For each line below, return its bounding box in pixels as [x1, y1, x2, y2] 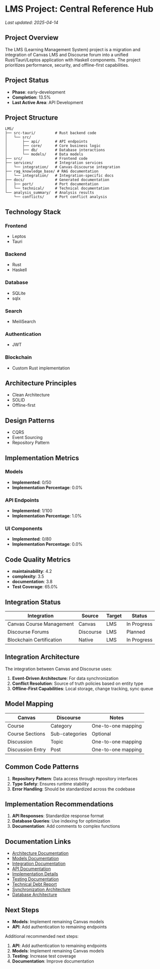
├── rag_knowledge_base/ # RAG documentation [5, 169, 98, 174]
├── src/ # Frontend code [5, 156, 88, 161]
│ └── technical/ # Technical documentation [5, 186, 110, 191]
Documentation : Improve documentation [12, 958, 95, 964]
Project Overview [5, 34, 59, 42]
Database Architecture [12, 892, 57, 897]
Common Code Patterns [5, 763, 79, 771]
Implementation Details [12, 871, 58, 877]
